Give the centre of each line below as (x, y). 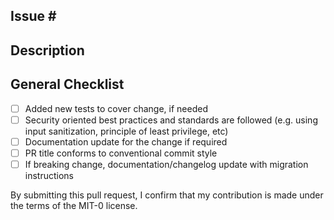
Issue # (33, 16)
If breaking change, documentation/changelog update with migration (166, 164)
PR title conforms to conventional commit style (121, 153)
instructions (49, 175)
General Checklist (67, 84)
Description (47, 50)
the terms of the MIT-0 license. (74, 205)
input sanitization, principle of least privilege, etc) (126, 131)
